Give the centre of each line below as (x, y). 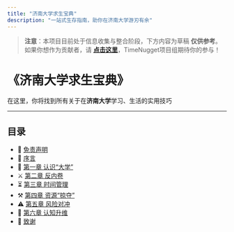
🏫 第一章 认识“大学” (45, 167)
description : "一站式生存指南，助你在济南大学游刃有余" (80, 20)
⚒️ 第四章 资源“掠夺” (46, 195)
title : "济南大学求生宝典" (42, 14)
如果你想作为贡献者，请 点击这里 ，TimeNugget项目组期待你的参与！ (122, 49)
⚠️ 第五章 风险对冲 (44, 204)
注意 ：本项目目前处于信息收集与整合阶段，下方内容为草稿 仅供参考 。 (123, 41)
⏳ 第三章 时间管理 (42, 185)
